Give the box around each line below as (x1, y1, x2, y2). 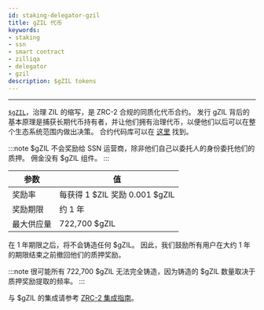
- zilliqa (8, 56, 41, 64)
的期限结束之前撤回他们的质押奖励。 (8, 250, 126, 259)
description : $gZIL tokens (8, 77, 97, 85)
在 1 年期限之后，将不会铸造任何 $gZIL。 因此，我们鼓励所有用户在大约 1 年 (8, 240, 251, 250)
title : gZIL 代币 (8, 19, 63, 27)
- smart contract (8, 48, 65, 56)
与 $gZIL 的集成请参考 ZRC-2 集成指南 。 (8, 293, 139, 302)
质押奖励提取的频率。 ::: (8, 276, 86, 286)
